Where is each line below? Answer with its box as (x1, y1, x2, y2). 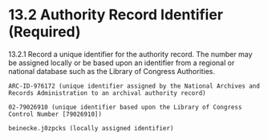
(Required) (8, 23, 82, 41)
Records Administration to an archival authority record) (8, 89, 206, 97)
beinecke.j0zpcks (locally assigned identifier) (8, 124, 174, 132)
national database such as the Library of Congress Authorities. (8, 66, 215, 76)
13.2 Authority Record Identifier (8, 6, 223, 24)
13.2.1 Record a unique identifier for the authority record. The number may (8, 49, 253, 59)
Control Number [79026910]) (8, 110, 103, 118)
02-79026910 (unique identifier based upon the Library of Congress (8, 103, 242, 111)
